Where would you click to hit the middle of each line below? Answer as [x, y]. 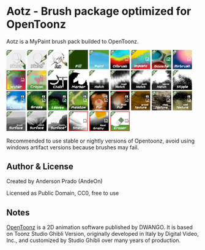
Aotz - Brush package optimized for [99, 11]
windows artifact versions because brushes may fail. [73, 147]
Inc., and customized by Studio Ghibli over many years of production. [94, 240]
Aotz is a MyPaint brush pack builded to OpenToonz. [73, 41]
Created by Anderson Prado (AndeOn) [54, 181]
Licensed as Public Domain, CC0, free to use [63, 193]
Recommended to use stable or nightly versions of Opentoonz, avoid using [100, 141]
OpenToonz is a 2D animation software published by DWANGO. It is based [99, 227]
